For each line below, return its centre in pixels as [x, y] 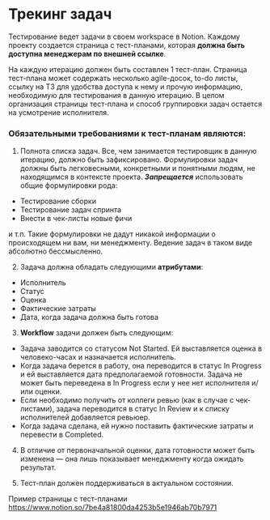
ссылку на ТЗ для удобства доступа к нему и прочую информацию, [126, 87]
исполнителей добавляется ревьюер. [85, 417]
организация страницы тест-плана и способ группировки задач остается [135, 104]
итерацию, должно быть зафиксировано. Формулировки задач [129, 160]
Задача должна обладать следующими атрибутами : [112, 267]
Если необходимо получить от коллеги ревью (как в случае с [127, 400]
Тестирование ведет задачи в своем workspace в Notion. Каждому [124, 36]
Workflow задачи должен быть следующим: [97, 333]
